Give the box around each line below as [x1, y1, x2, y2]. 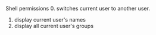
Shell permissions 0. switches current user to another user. [5, 5, 150, 12]
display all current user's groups [14, 23, 93, 29]
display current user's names [14, 16, 86, 23]
